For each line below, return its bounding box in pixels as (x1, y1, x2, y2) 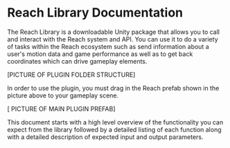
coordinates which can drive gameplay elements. (7, 57, 148, 65)
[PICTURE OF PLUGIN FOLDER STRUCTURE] (7, 71, 136, 79)
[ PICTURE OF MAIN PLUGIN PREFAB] (7, 104, 116, 113)
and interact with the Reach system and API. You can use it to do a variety (7, 35, 218, 43)
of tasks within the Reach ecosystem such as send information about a (7, 42, 209, 50)
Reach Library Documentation (7, 5, 184, 21)
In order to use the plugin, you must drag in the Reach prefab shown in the (7, 84, 220, 92)
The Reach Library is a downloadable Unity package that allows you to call (7, 28, 220, 36)
